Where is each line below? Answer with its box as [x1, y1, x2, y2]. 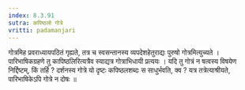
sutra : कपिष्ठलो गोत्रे [8, 19, 63, 27]
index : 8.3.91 [8, 11, 55, 20]
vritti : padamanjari [8, 26, 77, 34]
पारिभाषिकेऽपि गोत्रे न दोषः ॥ [8, 74, 77, 84]
